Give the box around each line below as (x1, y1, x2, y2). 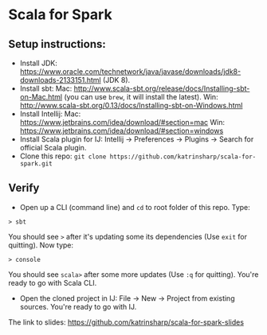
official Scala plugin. (19, 143, 87, 152)
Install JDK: (19, 58, 57, 68)
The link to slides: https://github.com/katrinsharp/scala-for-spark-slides (8, 317, 245, 327)
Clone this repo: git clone (19, 151, 107, 161)
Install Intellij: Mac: (19, 109, 81, 119)
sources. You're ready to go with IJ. (19, 302, 137, 311)
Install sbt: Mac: (19, 84, 73, 93)
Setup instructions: (8, 37, 106, 51)
